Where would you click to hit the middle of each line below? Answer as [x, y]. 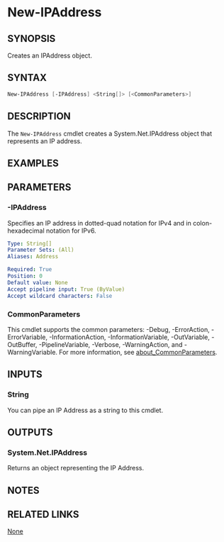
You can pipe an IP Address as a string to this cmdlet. [85, 410]
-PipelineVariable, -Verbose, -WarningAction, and [111, 344]
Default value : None [38, 282]
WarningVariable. [33, 352]
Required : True [30, 270]
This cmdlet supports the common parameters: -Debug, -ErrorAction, [109, 329]
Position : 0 [25, 276]
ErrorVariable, [28, 337]
